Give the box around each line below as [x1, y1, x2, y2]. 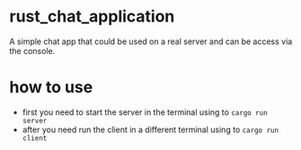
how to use [9, 77, 93, 98]
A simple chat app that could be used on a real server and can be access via [9, 36, 293, 47]
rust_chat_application [9, 6, 175, 27]
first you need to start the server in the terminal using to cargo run [22, 106, 268, 118]
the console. [9, 45, 56, 56]
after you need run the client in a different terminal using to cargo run [22, 124, 279, 135]
